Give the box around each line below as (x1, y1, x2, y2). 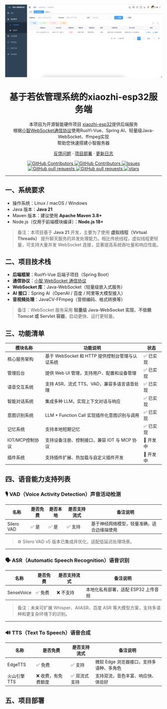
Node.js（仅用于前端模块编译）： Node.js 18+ (12, 219, 103, 225)
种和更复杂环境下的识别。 (17, 611, 70, 617)
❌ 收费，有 (36, 673, 59, 679)
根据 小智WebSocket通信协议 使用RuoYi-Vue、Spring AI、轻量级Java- (13, 127, 154, 133)
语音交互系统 (7, 384, 34, 390)
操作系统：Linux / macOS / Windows (12, 200, 87, 206)
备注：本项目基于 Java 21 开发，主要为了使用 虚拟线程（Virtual (17, 229, 148, 235)
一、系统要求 (5, 186, 45, 194)
